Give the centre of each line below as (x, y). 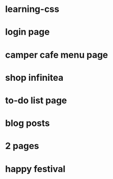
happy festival (35, 169)
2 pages (22, 146)
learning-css (32, 9)
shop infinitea (34, 78)
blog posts (27, 123)
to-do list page (36, 100)
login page (27, 32)
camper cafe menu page (57, 55)
